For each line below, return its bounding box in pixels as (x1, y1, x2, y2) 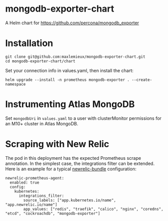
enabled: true (10, 180, 39, 185)
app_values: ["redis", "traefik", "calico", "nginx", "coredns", (23, 206, 164, 211)
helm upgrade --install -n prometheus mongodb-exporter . (5, 77, 130, 82)
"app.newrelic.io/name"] (5, 202, 58, 207)
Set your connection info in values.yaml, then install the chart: (5, 67, 134, 73)
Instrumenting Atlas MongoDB (5, 99, 135, 110)
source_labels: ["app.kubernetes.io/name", (23, 198, 116, 203)
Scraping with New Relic (5, 139, 109, 150)
